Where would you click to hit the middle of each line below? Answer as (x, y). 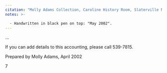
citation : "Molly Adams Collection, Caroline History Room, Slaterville (82, 10)
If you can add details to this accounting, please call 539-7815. (69, 47)
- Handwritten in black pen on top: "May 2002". (61, 23)
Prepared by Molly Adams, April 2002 (44, 57)
